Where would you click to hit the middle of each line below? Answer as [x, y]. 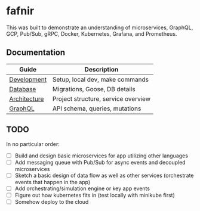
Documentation [36, 53]
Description [101, 69]
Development [28, 79]
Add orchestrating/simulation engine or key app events [82, 188]
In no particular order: [33, 144]
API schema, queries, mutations [97, 108]
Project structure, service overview [101, 98]
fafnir [20, 11]
